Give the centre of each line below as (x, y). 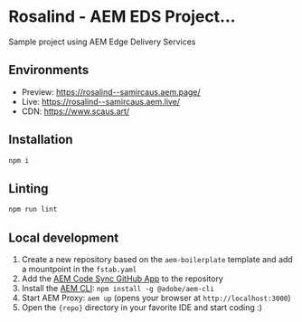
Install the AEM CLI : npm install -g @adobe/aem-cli (118, 288)
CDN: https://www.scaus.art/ (75, 111)
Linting (28, 189)
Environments (49, 70)
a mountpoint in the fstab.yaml (79, 269)
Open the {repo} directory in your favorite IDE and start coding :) (142, 307)
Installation (41, 140)
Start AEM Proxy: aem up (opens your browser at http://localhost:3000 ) (156, 298)
